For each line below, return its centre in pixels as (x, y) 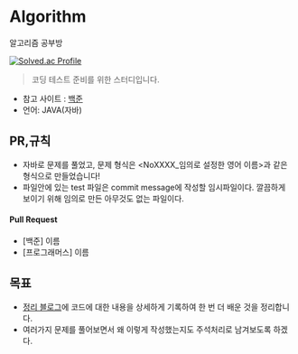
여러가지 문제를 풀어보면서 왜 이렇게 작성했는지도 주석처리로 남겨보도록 (147, 329)
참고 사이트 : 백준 (52, 98)
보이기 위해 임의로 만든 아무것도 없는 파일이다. (103, 198)
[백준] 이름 (41, 240)
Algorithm (48, 17)
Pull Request (33, 219)
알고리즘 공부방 (36, 42)
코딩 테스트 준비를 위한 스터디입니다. (95, 79)
